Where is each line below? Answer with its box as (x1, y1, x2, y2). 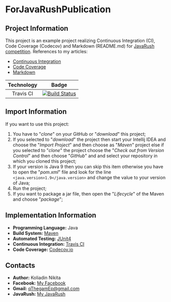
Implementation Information (5, 211, 96, 220)
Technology (8, 81, 37, 88)
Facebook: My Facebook (12, 280, 66, 286)
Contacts (5, 261, 36, 270)
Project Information (5, 24, 68, 33)
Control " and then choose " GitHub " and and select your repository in (12, 153, 158, 159)
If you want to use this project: (5, 121, 69, 127)
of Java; (12, 180, 30, 186)
